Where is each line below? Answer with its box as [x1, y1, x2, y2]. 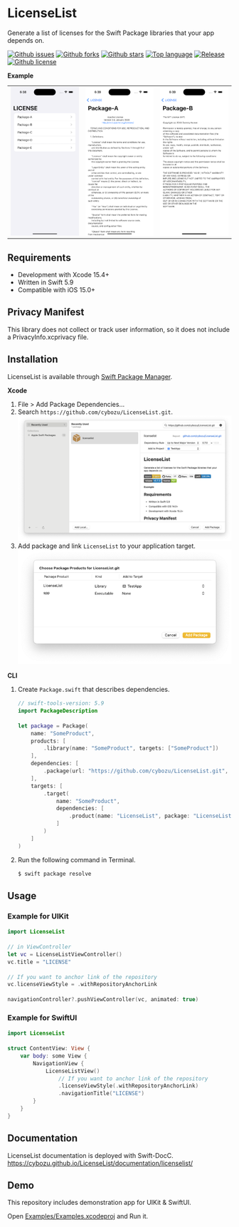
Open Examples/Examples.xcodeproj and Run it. [7, 1212, 149, 1221]
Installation [7, 353, 58, 366]
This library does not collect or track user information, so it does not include [7, 325, 230, 333]
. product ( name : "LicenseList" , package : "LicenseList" [68, 812, 235, 820]
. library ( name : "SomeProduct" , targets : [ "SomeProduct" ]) [43, 745, 219, 752]
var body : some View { [20, 1052, 87, 1060]
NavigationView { [33, 1060, 84, 1067]
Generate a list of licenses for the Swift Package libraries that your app [7, 29, 215, 37]
